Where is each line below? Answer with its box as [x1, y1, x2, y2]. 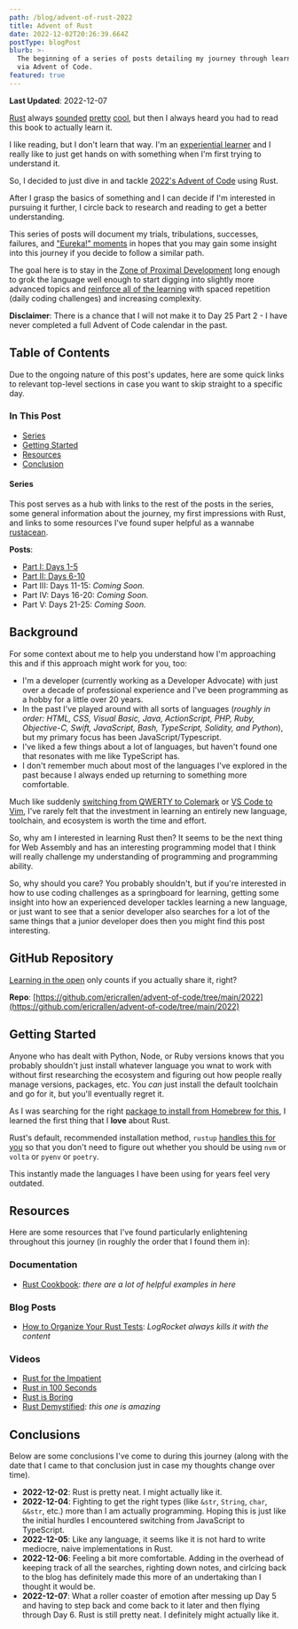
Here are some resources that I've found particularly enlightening [9, 1227, 248, 1238]
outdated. [9, 1178, 44, 1188]
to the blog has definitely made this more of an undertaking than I [21, 1572, 262, 1583]
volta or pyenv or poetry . [9, 1151, 99, 1162]
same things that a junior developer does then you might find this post [9, 915, 265, 926]
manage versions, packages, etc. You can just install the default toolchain [9, 1079, 278, 1090]
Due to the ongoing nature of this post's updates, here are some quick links [9, 369, 285, 379]
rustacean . [9, 527, 49, 538]
